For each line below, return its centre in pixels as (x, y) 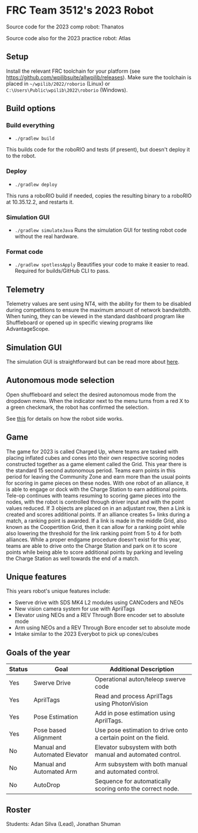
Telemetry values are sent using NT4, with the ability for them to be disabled (99, 304)
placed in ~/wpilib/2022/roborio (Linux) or (58, 83)
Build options (31, 109)
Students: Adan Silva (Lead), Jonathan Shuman (63, 824)
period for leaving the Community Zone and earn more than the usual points (98, 476)
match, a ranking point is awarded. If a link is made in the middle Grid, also (96, 521)
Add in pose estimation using (135, 713)
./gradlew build (34, 139)
